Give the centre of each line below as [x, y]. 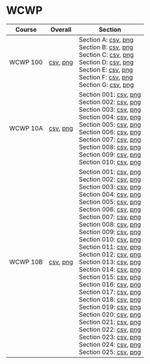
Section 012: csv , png [110, 254]
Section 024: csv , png [110, 344]
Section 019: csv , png [110, 307]
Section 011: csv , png [110, 247]
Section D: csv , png [106, 62]
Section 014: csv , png [110, 269]
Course [26, 29]
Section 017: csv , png [110, 292]
